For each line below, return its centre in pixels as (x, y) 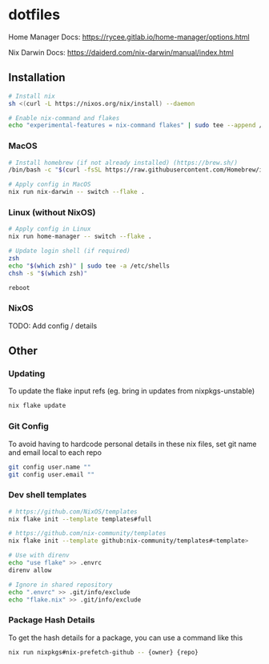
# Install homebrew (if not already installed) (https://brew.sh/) (123, 163)
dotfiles (34, 15)
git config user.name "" (50, 467)
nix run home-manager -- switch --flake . (80, 237)
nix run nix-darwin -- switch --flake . (77, 192)
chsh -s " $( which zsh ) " (48, 273)
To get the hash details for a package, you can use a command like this (126, 638)
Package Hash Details (52, 620)
